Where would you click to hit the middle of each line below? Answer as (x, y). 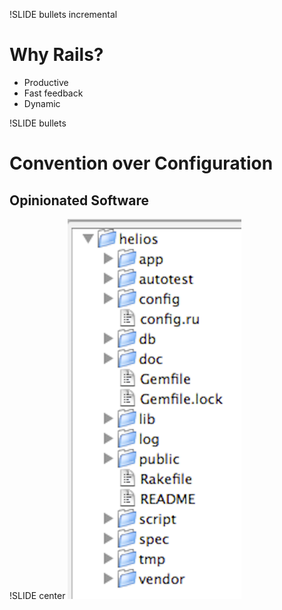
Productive (46, 82)
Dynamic (42, 103)
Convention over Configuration (141, 163)
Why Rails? (56, 55)
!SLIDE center (37, 595)
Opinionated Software (79, 200)
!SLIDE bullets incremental (63, 14)
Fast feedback (53, 93)
